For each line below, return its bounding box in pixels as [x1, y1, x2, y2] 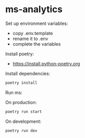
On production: [5, 99, 37, 105]
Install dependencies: [5, 70, 50, 77]
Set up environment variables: [5, 20, 68, 26]
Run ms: [5, 89, 23, 95]
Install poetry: [5, 51, 34, 57]
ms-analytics [5, 4, 63, 15]
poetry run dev [5, 128, 38, 133]
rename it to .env [12, 36, 48, 42]
